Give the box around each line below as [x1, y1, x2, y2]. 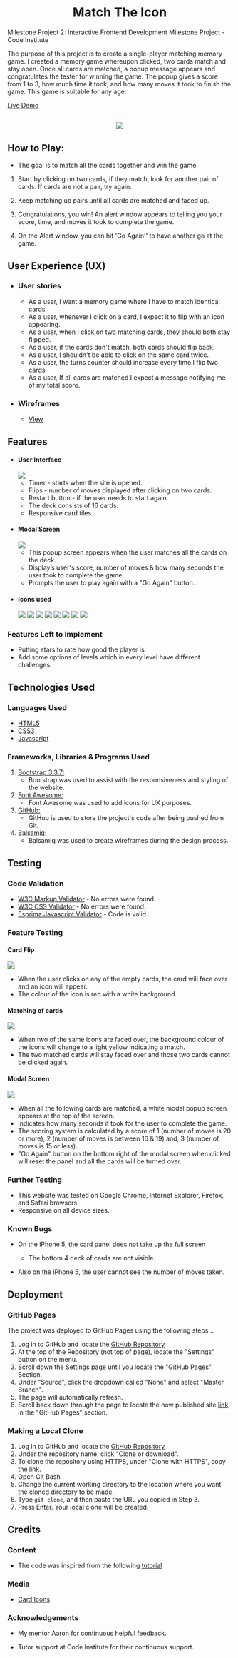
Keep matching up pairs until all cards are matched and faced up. [17, 196, 209, 205]
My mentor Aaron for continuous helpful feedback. [17, 1629, 167, 1638]
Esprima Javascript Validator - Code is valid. [17, 910, 148, 919]
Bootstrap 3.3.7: [17, 768, 65, 777]
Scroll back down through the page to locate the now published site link [17, 1400, 229, 1409]
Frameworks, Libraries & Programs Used [7, 752, 150, 762]
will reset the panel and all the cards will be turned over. [17, 1157, 182, 1166]
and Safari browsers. [17, 1198, 80, 1207]
